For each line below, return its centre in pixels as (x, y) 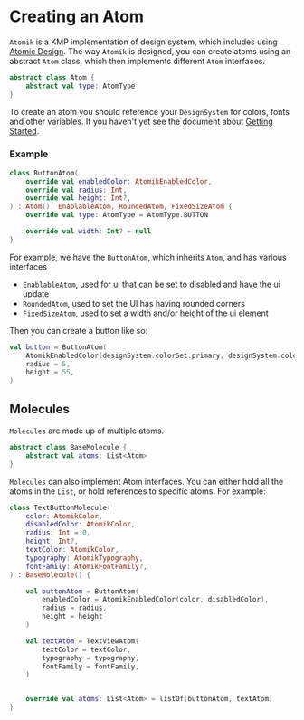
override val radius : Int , (76, 190)
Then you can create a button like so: (79, 330)
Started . (24, 131)
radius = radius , (74, 608)
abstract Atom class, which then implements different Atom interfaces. (137, 61)
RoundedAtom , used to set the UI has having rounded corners (134, 303)
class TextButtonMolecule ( (60, 507)
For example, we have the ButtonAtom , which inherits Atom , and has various (148, 257)
